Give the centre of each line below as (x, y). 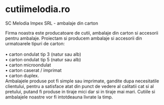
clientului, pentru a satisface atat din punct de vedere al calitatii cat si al (79, 86)
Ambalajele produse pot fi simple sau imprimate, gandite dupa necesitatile (82, 81)
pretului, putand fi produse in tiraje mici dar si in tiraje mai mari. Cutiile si (80, 91)
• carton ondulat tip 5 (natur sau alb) (43, 59)
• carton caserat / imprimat (34, 70)
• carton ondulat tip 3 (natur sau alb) (43, 54)
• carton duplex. (22, 75)
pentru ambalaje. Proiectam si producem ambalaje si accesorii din (74, 38)
